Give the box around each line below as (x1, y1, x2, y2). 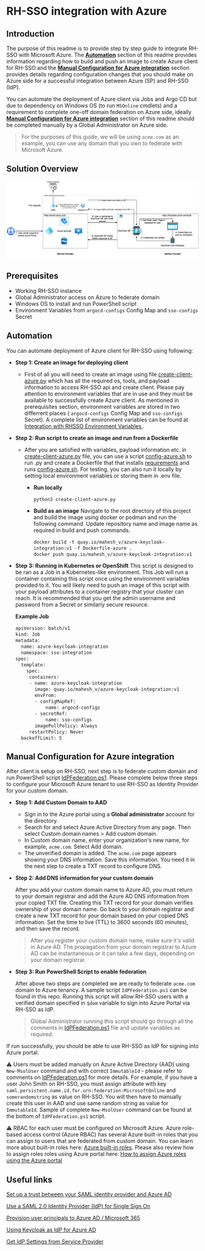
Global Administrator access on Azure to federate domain (15, 293, 160, 301)
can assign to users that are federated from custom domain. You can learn (6, 1138, 193, 1145)
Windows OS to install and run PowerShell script (15, 300, 137, 307)
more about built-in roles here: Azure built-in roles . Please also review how (6, 1144, 194, 1151)
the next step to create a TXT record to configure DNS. (24, 862, 162, 870)
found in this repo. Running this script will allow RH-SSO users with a (15, 993, 189, 1000)
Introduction (6, 29, 55, 39)
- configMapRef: (34, 698, 76, 704)
